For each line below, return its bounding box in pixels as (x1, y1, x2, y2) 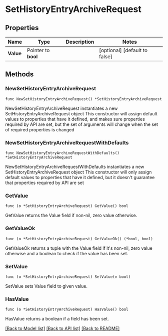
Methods (5, 70, 34, 79)
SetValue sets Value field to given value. (5, 283, 87, 289)
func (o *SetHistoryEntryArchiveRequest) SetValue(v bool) (5, 274, 131, 279)
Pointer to (26, 47, 50, 54)
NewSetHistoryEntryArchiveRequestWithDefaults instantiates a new (5, 163, 144, 170)
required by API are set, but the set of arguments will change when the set (5, 121, 158, 127)
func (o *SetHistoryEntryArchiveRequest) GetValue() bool (5, 204, 128, 209)
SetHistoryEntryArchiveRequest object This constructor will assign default (5, 110, 157, 116)
